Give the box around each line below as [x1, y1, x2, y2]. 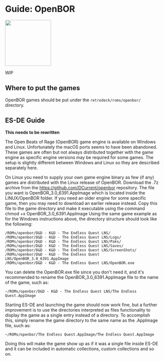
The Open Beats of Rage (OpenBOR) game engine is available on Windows [5, 138, 156, 145]
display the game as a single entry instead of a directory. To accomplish [5, 312, 150, 318]
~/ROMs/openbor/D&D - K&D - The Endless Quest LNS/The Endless [5, 289, 137, 294]
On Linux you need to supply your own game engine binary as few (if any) [5, 174, 154, 180]
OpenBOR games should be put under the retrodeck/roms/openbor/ [5, 97, 141, 103]
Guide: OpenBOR [5, 3, 75, 15]
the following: [5, 221, 33, 227]
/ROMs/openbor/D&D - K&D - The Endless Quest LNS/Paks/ [5, 239, 121, 244]
